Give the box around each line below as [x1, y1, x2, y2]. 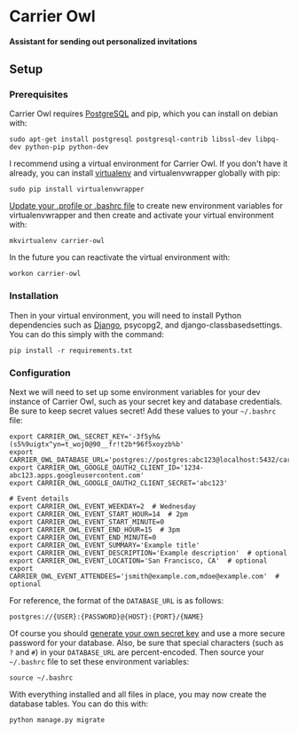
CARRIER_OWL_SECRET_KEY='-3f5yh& [36, 432, 161, 441]
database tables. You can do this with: [9, 698, 149, 709]
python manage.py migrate [9, 716, 105, 725]
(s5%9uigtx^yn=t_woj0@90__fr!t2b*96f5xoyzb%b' [9, 440, 184, 449]
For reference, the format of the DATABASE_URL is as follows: [9, 595, 224, 606]
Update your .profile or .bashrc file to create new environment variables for [9, 201, 284, 211]
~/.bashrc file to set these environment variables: [9, 657, 190, 667]
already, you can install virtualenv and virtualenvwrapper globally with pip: [9, 168, 281, 178]
